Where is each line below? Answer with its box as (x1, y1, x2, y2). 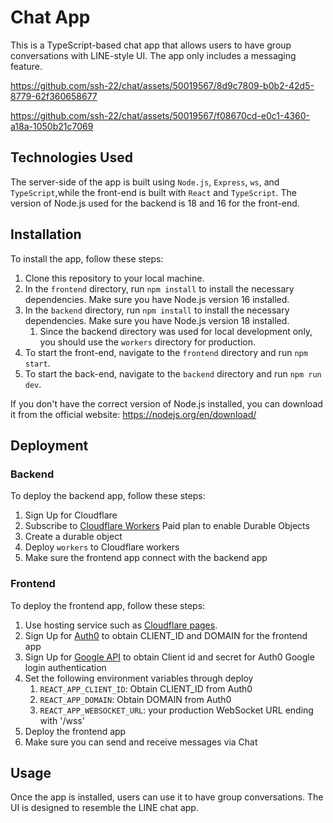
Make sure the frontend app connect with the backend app (24, 552, 268, 564)
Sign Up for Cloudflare (24, 509, 118, 521)
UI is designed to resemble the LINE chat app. (10, 802, 199, 814)
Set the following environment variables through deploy (24, 672, 254, 684)
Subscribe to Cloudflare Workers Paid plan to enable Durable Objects (24, 520, 310, 532)
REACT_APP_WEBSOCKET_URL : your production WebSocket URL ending (39, 704, 314, 716)
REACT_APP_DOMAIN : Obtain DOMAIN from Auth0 (39, 693, 232, 705)
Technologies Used (10, 149, 133, 166)
